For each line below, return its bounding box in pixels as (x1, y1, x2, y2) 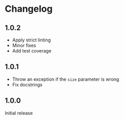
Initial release (5, 110, 33, 116)
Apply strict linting (12, 37, 51, 43)
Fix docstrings (12, 81, 43, 87)
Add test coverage (12, 48, 52, 54)
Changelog (5, 3, 53, 15)
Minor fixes (12, 42, 36, 49)
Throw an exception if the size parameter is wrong (12, 76, 119, 82)
